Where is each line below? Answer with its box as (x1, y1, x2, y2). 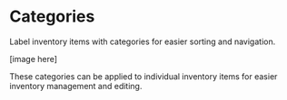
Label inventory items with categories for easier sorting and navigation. (9, 36, 276, 47)
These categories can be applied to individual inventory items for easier (9, 70, 278, 82)
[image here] (9, 53, 57, 64)
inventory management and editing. (9, 80, 143, 91)
